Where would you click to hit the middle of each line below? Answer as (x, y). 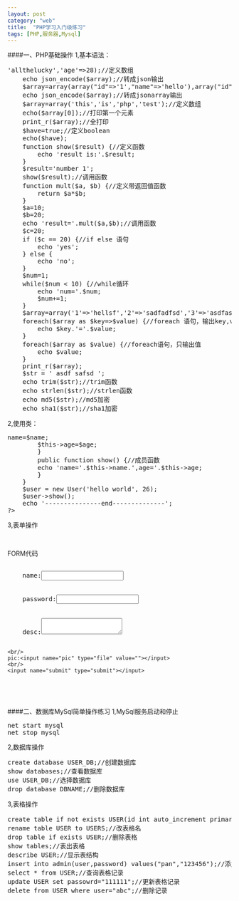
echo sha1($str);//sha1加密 (70, 409)
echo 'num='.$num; (69, 292)
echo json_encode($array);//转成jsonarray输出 (102, 95)
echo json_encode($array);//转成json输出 (93, 79)
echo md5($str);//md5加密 (66, 400)
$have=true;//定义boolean (66, 131)
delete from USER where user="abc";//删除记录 (87, 891)
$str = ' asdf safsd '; (64, 374)
